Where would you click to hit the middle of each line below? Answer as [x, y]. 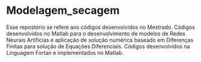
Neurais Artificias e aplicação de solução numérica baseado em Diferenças [100, 40]
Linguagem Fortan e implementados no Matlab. [65, 52]
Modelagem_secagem [63, 11]
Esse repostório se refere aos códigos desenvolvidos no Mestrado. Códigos [101, 27]
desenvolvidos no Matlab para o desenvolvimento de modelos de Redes [96, 33]
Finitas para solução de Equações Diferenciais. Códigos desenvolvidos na [98, 46]
